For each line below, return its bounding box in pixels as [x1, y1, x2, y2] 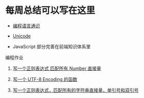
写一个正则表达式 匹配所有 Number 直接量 [12, 65, 101, 71]
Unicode [12, 33, 31, 39]
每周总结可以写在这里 [5, 5, 96, 16]
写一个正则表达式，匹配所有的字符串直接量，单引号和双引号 [12, 87, 139, 93]
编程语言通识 [12, 23, 40, 29]
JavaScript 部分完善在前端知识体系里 [12, 43, 91, 49]
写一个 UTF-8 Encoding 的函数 [12, 76, 78, 82]
